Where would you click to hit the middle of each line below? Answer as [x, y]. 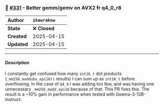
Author [16, 20]
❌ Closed [43, 29]
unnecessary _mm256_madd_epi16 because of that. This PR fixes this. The [77, 89]
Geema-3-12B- [131, 94]
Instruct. [13, 99]
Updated [18, 44]
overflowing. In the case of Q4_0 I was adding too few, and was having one [80, 84]
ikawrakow [44, 20]
